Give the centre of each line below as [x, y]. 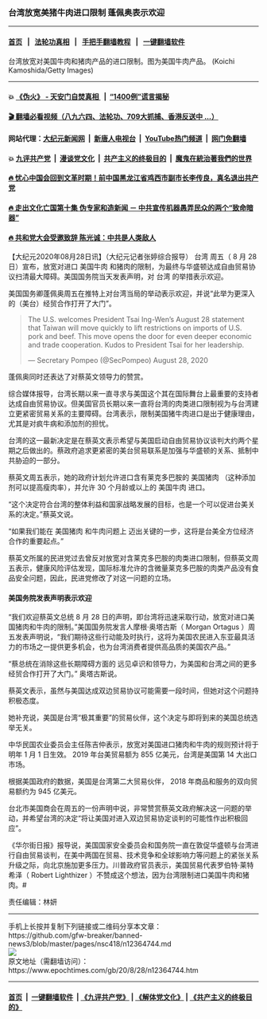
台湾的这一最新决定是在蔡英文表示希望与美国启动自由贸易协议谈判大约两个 [130, 441]
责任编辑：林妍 [33, 902]
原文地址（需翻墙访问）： [48, 962]
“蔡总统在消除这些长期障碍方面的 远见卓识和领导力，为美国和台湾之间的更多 [133, 664]
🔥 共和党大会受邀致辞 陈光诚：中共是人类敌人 [82, 238]
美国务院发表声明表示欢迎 [50, 598]
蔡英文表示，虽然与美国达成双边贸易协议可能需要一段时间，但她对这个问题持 [133, 690]
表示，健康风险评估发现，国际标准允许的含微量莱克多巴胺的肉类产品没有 [133, 569]
